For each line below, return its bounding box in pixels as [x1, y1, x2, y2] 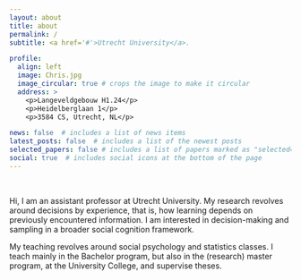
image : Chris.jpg [17, 71, 82, 81]
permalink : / [9, 30, 58, 38]
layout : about [9, 13, 63, 22]
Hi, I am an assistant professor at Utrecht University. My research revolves [9, 195, 284, 206]
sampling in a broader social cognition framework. [9, 224, 194, 234]
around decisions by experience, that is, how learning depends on [9, 205, 254, 216]
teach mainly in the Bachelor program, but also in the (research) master [9, 250, 273, 261]
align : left [17, 63, 63, 72]
